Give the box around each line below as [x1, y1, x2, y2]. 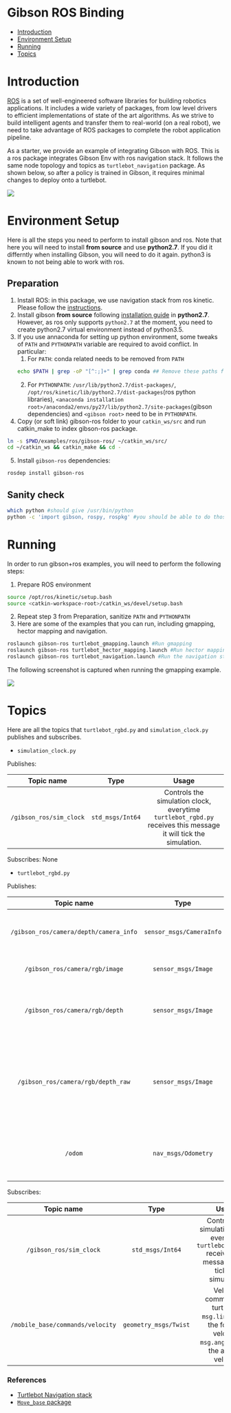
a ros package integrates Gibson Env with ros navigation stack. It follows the [7, 154, 223, 162]
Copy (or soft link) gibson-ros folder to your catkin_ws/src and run [16, 417, 206, 425]
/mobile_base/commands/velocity [10, 1321, 117, 1328]
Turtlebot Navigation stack [16, 1391, 93, 1399]
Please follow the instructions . [16, 303, 103, 312]
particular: [16, 347, 47, 356]
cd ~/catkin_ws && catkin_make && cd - [7, 444, 122, 451]
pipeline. [7, 133, 32, 141]
